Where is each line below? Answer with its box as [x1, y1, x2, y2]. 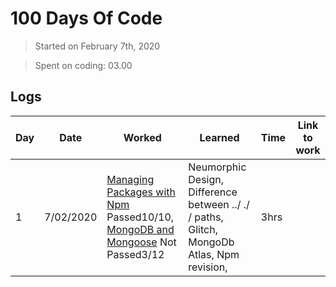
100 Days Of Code [10, 7, 163, 30]
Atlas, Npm [188, 247, 240, 261]
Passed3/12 [106, 247, 165, 261]
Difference [188, 185, 238, 199]
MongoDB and [106, 222, 175, 236]
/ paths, [188, 210, 224, 224]
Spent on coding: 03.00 [34, 59, 133, 71]
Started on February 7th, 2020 [34, 40, 161, 52]
